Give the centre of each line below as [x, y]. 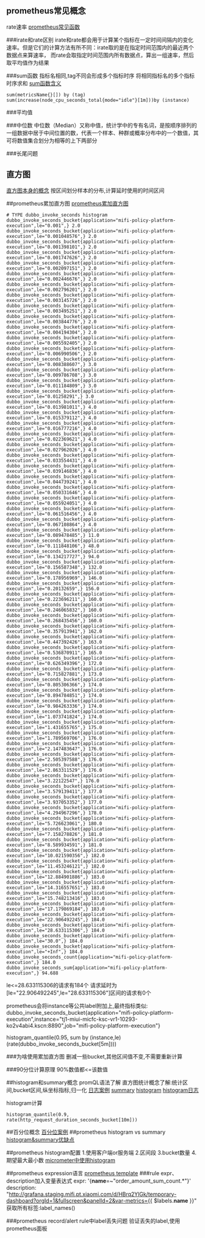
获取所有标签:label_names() [41, 1207]
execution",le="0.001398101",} [46, 247]
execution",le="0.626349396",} [46, 663]
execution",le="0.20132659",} [45, 588]
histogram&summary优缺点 [41, 1139]
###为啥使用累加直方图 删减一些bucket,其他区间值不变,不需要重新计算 [95, 1056]
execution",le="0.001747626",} [46, 257]
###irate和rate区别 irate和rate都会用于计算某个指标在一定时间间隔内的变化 [100, 40]
